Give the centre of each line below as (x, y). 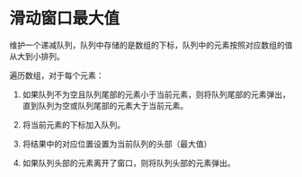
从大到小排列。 (37, 56)
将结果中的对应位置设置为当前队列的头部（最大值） (117, 144)
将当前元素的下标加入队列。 (74, 124)
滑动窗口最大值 (65, 18)
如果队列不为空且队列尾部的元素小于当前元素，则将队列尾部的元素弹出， (156, 94)
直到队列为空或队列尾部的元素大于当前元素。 (105, 105)
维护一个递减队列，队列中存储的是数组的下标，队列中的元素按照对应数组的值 (151, 45)
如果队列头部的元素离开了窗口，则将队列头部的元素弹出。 (129, 163)
